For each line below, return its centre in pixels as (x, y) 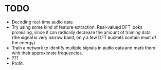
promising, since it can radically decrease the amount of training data (81, 32)
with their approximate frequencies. (47, 53)
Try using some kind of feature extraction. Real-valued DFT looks (77, 27)
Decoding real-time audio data (42, 22)
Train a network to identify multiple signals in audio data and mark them (83, 48)
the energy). (24, 42)
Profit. (18, 63)
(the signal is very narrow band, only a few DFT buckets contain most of (84, 37)
